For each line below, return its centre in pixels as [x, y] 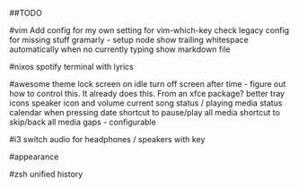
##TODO [26, 13]
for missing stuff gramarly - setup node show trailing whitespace [129, 40]
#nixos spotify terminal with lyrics [72, 67]
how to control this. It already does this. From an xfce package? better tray [147, 94]
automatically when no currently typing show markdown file [120, 49]
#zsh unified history [46, 174]
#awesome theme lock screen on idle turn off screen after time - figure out [148, 84]
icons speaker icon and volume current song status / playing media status [146, 103]
